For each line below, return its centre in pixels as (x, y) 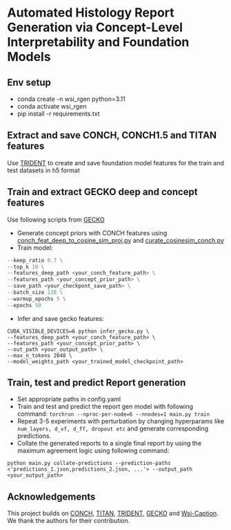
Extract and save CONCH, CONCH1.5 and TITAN (112, 135)
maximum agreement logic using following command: (93, 450)
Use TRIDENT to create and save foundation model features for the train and (115, 163)
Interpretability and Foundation (98, 42)
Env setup (29, 82)
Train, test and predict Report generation (97, 383)
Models (29, 57)
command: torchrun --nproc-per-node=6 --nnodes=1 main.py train (113, 414)
